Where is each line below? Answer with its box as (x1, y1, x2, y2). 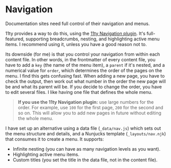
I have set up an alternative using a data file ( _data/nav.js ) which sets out (5, 125, 161, 131)
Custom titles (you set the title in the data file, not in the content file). (12, 157, 158, 163)
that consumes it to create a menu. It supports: (5, 136, 104, 142)
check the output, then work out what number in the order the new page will (5, 78, 166, 84)
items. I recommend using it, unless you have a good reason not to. (5, 41, 147, 47)
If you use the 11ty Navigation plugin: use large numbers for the (17, 99, 154, 105)
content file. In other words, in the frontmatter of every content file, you (5, 56, 156, 62)
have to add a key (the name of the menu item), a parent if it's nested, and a (5, 62, 165, 68)
